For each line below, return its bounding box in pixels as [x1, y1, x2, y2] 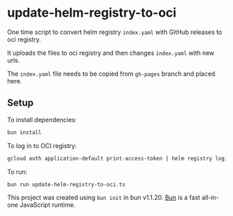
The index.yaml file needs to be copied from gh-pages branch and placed [7, 69, 216, 78]
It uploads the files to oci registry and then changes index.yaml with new [7, 49, 215, 57]
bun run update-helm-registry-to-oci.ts [7, 181, 126, 188]
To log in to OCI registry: [7, 141, 78, 150]
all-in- [201, 193, 219, 202]
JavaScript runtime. [19, 201, 76, 209]
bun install [7, 128, 42, 136]
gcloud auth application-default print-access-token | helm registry [7, 155, 213, 162]
